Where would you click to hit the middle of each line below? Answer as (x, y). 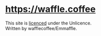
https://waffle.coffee (50, 9)
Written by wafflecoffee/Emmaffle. (41, 28)
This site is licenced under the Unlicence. (48, 23)
